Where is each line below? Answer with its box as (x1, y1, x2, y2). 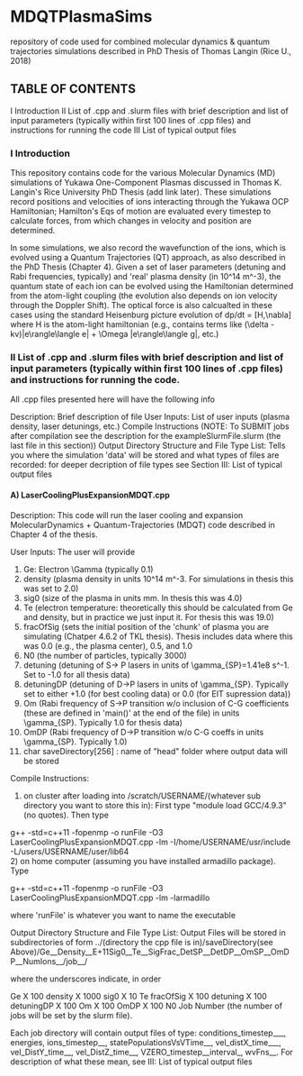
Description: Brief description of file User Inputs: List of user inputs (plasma (10, 412, 290, 423)
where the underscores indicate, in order (10, 973, 162, 984)
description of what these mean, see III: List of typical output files (10, 1056, 253, 1067)
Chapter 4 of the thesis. (10, 529, 98, 540)
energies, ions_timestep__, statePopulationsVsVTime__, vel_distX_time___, (10, 1036, 281, 1047)
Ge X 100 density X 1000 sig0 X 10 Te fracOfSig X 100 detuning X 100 (10, 990, 268, 1001)
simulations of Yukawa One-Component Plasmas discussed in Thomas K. (10, 178, 282, 188)
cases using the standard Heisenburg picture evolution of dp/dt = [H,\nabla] (10, 309, 291, 321)
